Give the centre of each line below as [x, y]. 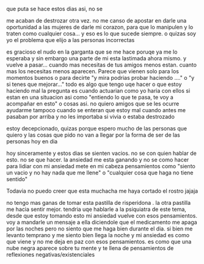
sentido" [17, 179]
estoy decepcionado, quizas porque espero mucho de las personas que [97, 128]
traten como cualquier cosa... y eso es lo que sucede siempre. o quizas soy [101, 34]
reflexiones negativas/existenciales [51, 255]
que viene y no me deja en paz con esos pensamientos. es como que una [99, 241]
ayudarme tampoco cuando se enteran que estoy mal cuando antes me [96, 110]
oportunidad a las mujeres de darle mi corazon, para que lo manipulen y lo [100, 27]
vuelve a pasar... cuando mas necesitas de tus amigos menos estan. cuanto [102, 65]
